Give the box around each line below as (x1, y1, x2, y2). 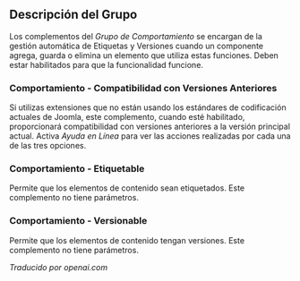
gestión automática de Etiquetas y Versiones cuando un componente (9, 40, 264, 51)
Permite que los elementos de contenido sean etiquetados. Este (9, 183, 245, 193)
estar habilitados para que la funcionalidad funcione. (9, 59, 204, 70)
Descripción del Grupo (9, 7, 138, 22)
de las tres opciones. (9, 140, 87, 151)
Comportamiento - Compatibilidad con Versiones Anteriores (9, 81, 278, 94)
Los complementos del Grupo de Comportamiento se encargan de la (9, 30, 262, 41)
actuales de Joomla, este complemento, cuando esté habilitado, (9, 112, 245, 123)
